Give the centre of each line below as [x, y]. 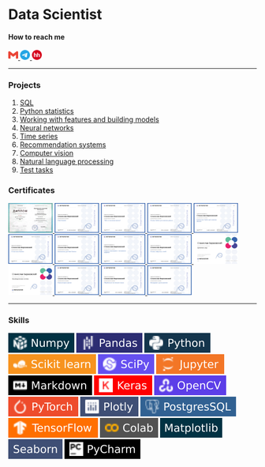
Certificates [32, 190]
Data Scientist [55, 15]
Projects [24, 85]
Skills [19, 320]
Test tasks [36, 169]
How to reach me [37, 36]
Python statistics [47, 111]
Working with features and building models [89, 119]
